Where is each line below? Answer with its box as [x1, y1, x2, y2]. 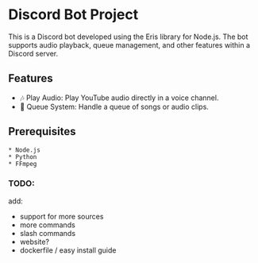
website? [19, 237, 50, 246]
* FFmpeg [8, 160, 37, 168]
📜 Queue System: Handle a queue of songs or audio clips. [19, 102, 209, 111]
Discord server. [8, 48, 59, 58]
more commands [19, 220, 75, 230]
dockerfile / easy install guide [19, 245, 117, 255]
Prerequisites [8, 125, 76, 138]
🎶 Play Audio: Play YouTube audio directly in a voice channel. [19, 93, 219, 102]
